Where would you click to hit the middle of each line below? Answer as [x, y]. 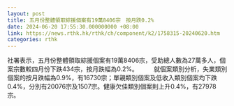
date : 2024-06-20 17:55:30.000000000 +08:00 [73, 26]
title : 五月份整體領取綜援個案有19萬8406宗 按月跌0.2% [81, 20]
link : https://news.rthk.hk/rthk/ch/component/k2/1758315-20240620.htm [114, 33]
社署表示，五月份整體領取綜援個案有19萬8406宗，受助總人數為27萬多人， [114, 61]
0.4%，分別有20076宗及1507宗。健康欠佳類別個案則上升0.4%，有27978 [112, 86]
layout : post [26, 14]
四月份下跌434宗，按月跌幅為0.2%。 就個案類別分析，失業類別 [129, 69]
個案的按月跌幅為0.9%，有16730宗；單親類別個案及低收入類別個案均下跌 [112, 78]
